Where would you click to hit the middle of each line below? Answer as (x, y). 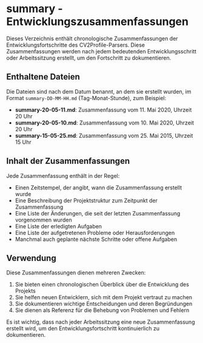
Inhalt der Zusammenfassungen (68, 161)
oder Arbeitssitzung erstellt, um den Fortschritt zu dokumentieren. (89, 58)
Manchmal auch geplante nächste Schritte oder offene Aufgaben (96, 239)
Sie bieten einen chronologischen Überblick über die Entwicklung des (102, 285)
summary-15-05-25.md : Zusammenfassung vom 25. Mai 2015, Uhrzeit (104, 135)
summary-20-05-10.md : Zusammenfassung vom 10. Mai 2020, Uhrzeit (105, 123)
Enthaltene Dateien (43, 77)
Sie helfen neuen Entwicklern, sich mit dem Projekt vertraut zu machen (104, 297)
